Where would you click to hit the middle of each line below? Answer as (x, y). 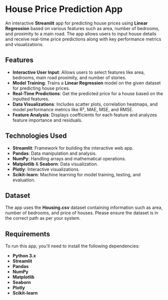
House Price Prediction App (64, 9)
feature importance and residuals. (47, 120)
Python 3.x (24, 256)
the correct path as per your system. (43, 218)
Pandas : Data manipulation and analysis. (54, 153)
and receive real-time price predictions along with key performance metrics (83, 39)
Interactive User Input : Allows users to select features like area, (78, 72)
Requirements (28, 234)
